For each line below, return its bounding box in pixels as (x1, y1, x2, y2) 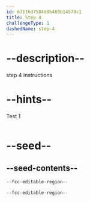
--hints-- (6, 93, 52, 106)
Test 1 (6, 113, 21, 120)
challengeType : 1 (6, 20, 50, 26)
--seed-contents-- (6, 163, 78, 173)
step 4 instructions (6, 72, 53, 79)
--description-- (6, 52, 85, 65)
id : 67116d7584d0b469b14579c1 (6, 8, 82, 15)
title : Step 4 (6, 14, 42, 21)
